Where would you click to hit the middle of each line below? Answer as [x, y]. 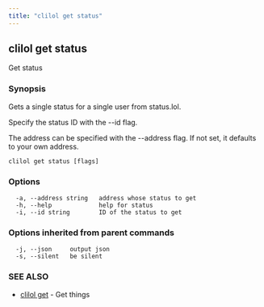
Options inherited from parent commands [92, 233]
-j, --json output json [63, 250]
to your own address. [44, 146]
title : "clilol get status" [56, 16]
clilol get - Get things [55, 294]
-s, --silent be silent [59, 257]
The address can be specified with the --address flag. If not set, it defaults [132, 137]
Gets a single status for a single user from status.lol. [95, 107]
